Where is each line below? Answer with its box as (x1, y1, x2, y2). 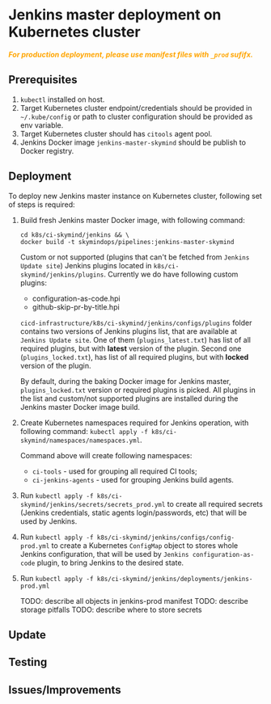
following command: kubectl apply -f (19, 426, 148, 436)
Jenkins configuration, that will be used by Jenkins (19, 549, 189, 559)
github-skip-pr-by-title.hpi (32, 301, 120, 312)
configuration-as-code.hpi (32, 293, 121, 303)
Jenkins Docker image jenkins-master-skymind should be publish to (19, 137, 247, 147)
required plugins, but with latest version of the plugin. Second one (19, 344, 242, 353)
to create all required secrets (167, 499, 263, 508)
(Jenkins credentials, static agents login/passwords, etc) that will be (19, 508, 248, 517)
